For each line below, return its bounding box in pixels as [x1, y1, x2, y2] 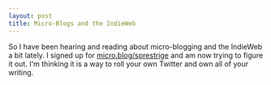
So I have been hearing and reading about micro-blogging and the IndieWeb [8, 41, 263, 51]
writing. [8, 67, 34, 77]
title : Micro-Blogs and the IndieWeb [8, 19, 136, 28]
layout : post [8, 11, 53, 20]
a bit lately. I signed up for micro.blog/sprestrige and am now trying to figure [8, 50, 264, 60]
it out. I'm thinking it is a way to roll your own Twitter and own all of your [8, 58, 249, 69]
